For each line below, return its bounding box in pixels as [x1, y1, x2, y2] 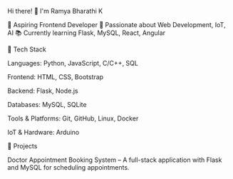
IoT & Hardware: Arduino [7, 128, 80, 136]
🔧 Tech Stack [7, 45, 46, 53]
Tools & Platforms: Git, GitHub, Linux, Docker [7, 114, 139, 123]
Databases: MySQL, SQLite [7, 101, 87, 108]
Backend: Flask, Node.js [7, 86, 78, 95]
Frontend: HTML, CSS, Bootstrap [7, 73, 104, 81]
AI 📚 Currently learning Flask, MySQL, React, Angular [7, 29, 166, 37]
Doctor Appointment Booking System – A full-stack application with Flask [7, 155, 222, 164]
